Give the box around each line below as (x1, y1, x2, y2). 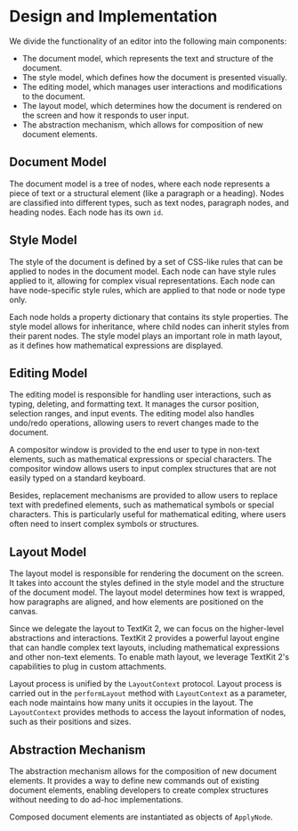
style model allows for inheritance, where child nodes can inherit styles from (9, 321, 290, 332)
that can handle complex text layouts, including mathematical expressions (9, 642, 280, 653)
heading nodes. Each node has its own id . (9, 207, 164, 218)
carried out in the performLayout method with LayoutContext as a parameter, (9, 688, 287, 699)
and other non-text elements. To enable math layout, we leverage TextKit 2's (9, 652, 290, 662)
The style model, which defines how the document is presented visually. (21, 71, 287, 82)
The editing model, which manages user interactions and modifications (21, 81, 283, 92)
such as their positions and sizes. (9, 716, 132, 728)
